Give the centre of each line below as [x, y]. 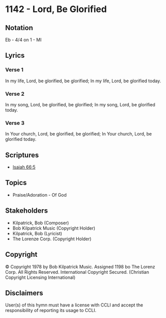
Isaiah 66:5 [24, 167]
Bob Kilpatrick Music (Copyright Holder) [54, 228]
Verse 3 [15, 123]
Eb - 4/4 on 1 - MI [23, 40]
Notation [19, 28]
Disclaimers [24, 293]
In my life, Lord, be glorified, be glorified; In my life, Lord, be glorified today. [83, 81]
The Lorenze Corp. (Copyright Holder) [52, 239]
